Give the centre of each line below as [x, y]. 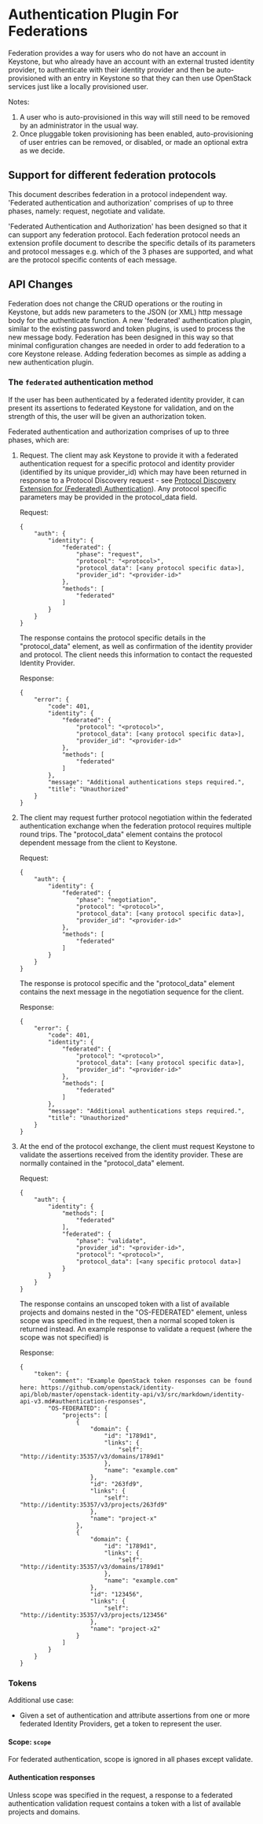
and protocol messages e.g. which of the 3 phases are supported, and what [131, 251]
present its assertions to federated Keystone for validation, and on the [121, 408]
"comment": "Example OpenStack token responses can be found [150, 1381]
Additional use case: [41, 1700]
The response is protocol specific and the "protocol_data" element [127, 983]
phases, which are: [39, 439]
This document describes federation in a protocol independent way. [118, 194]
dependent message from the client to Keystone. [99, 842]
